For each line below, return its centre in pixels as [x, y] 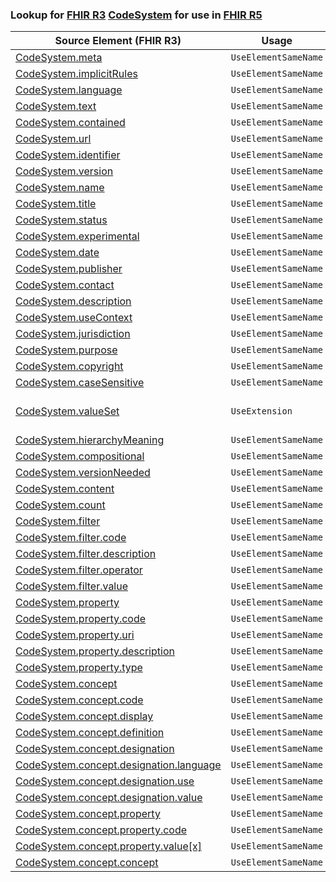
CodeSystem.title [56, 204]
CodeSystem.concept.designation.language [118, 765]
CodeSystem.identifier [68, 155]
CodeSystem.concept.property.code [101, 830]
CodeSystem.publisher [69, 269]
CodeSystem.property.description [95, 651]
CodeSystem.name [60, 188]
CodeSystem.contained [70, 123]
